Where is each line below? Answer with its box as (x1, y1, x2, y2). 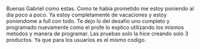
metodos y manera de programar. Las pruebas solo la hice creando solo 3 (6, 30, 189, 37)
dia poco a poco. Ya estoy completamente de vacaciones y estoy (6, 11, 167, 18)
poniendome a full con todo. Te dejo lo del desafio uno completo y (6, 18, 170, 24)
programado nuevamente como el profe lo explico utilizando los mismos (6, 24, 184, 31)
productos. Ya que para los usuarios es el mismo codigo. (6, 37, 147, 43)
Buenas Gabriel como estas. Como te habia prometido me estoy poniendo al (6, 5, 195, 12)
